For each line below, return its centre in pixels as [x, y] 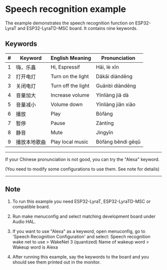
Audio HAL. [24, 221]
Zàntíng [105, 123]
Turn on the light [70, 76]
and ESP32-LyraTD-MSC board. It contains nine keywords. [77, 28]
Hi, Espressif [65, 67]
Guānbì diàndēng [116, 86]
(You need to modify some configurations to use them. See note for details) [83, 169]
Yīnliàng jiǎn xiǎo [116, 104]
